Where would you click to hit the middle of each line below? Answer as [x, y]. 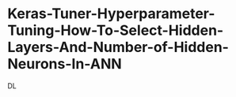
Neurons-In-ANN [65, 64]
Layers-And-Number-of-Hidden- [118, 47]
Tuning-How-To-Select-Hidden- [116, 30]
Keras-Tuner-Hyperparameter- [111, 14]
